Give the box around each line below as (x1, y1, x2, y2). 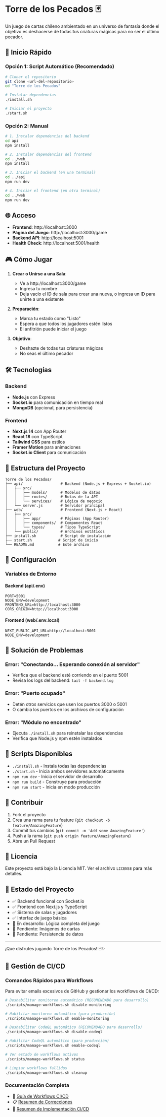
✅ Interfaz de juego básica (12, 915, 67, 921)
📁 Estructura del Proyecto (5, 464, 85, 472)
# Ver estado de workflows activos (5, 1052, 79, 1057)
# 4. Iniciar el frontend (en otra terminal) (5, 188, 100, 193)
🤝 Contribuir (5, 798, 43, 807)
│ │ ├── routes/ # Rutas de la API (5, 494, 98, 499)
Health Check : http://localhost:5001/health (12, 240, 100, 246)
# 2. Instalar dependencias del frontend (5, 152, 92, 157)
